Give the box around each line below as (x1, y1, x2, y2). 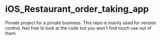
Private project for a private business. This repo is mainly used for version (5, 20, 157, 26)
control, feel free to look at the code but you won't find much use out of (5, 25, 152, 31)
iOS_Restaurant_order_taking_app (5, 3, 149, 15)
